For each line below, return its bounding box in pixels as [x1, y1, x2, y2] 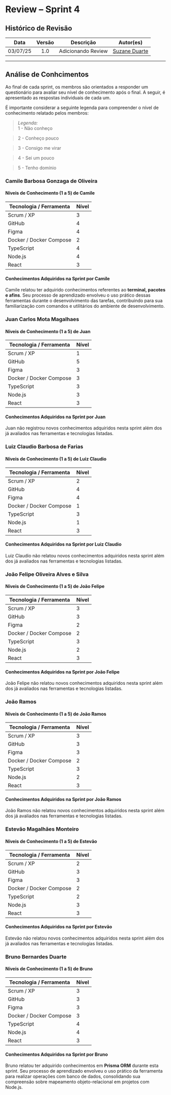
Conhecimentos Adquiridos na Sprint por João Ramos [5, 796, 122, 802]
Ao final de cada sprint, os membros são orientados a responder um [5, 84, 149, 90]
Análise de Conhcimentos [5, 70, 89, 79]
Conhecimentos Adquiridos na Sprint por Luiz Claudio [5, 541, 122, 547]
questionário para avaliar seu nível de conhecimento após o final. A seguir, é [5, 89, 165, 95]
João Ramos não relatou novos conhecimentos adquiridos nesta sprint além [5, 808, 164, 814]
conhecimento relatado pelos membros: [5, 110, 89, 116]
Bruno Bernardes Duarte [5, 953, 67, 960]
